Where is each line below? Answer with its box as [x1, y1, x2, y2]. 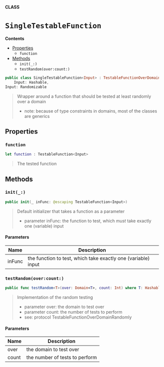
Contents [5, 35, 24, 41]
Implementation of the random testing [17, 295, 93, 300]
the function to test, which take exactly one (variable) [27, 254, 150, 261]
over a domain [17, 98, 46, 104]
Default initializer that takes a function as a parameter [17, 208, 125, 214]
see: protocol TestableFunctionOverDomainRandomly [24, 314, 132, 320]
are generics [24, 113, 50, 119]
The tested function [17, 161, 57, 167]
